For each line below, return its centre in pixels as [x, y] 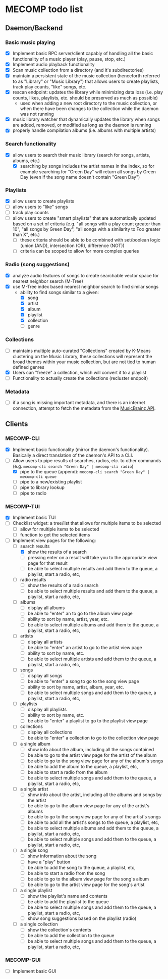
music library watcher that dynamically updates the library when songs [86, 119]
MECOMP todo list [44, 9]
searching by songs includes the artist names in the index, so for [87, 166]
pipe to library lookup [42, 487]
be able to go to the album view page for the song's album [88, 879]
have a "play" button [49, 862]
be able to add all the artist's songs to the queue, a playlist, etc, [93, 822]
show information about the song [62, 856]
